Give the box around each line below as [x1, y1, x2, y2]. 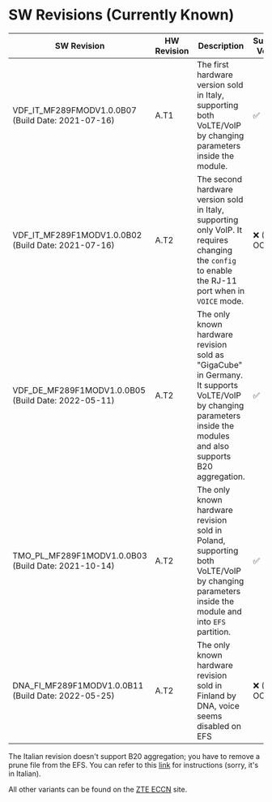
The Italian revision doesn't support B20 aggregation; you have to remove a [8, 751, 261, 761]
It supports [197, 379, 239, 390]
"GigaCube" [197, 359, 243, 370]
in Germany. [197, 369, 244, 381]
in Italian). [8, 769, 42, 778]
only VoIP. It [197, 224, 243, 235]
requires [197, 234, 229, 245]
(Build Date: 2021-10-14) [12, 560, 115, 571]
